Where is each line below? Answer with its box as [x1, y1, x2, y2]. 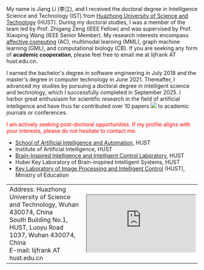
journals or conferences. [6, 109, 68, 116]
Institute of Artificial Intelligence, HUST [15, 146, 113, 152]
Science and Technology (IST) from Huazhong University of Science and [6, 12, 188, 20]
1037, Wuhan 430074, [9, 231, 76, 239]
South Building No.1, [9, 216, 68, 224]
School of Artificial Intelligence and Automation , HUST [15, 139, 151, 146]
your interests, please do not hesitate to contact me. [6, 127, 137, 134]
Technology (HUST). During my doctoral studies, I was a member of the [6, 19, 186, 26]
